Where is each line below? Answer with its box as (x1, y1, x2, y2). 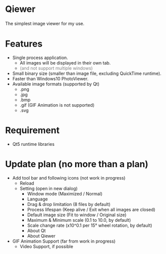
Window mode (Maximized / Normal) (27, 190, 103, 196)
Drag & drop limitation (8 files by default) (27, 201, 111, 207)
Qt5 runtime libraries (12, 141, 55, 147)
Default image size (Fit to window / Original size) (27, 212, 127, 218)
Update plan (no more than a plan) (5, 159, 149, 170)
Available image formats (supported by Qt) (12, 81, 100, 87)
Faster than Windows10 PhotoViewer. (12, 75, 88, 81)
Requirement (5, 125, 60, 136)
